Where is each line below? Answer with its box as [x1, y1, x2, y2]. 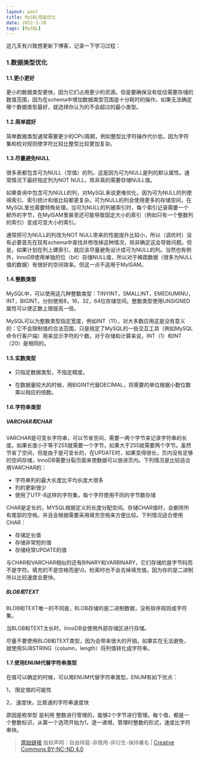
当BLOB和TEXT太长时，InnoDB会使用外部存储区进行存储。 [6, 624, 150, 632]
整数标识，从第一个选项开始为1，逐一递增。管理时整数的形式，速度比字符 [11, 719, 191, 726]
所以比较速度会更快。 [6, 573, 58, 581]
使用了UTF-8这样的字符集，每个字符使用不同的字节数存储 [14, 491, 156, 499]
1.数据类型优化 [6, 59, 48, 67]
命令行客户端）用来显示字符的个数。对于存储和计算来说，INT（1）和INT [6, 332, 182, 339]
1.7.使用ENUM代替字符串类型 [6, 659, 77, 667]
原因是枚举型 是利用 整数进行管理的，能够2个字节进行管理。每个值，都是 [6, 711, 184, 718]
